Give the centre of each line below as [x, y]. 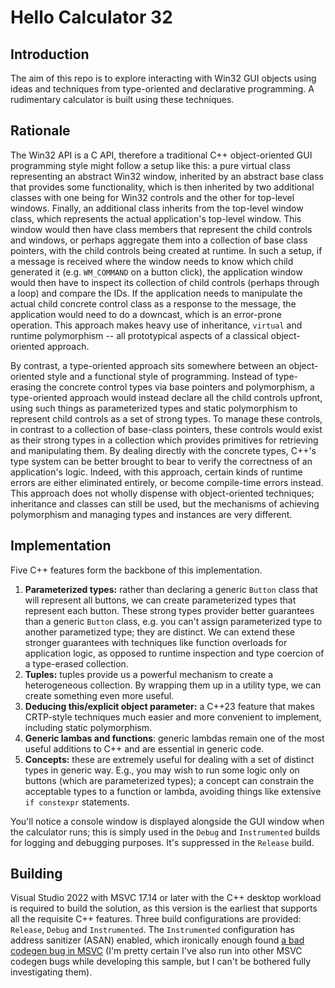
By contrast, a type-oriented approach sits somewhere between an [148, 365]
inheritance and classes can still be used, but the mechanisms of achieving [165, 503]
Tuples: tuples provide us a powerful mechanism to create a [149, 674]
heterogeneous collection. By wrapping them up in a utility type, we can [173, 685]
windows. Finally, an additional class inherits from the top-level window [157, 208]
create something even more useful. [99, 695]
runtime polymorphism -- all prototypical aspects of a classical [139, 335]
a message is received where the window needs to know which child [152, 261]
